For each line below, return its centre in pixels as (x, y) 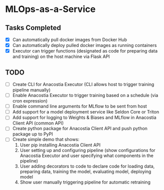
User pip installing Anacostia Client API (60, 145)
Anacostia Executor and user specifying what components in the (87, 155)
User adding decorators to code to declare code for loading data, (87, 166)
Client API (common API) (38, 123)
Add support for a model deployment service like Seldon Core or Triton (86, 112)
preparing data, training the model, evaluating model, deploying (86, 171)
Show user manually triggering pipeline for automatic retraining (85, 182)
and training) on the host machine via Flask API (61, 56)
